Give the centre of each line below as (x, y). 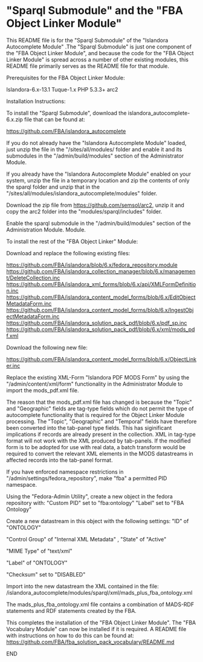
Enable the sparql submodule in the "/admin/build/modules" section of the (99, 223)
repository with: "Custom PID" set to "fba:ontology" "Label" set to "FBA (95, 503)
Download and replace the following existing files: (68, 253)
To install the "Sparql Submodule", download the (66, 113)
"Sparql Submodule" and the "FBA (95, 11)
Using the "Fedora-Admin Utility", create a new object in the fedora (90, 496)
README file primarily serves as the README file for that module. (88, 66)
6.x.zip (14, 119)
